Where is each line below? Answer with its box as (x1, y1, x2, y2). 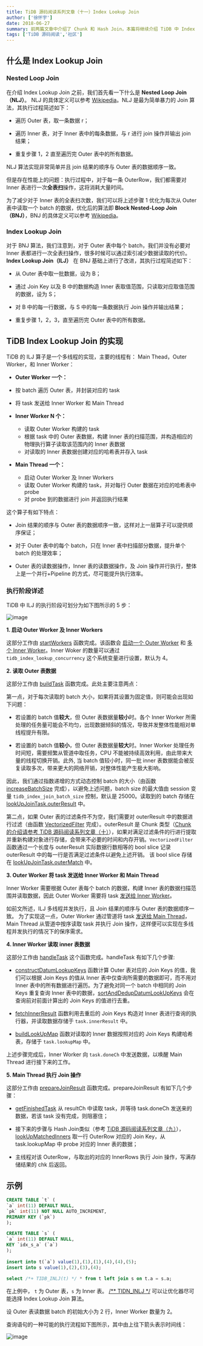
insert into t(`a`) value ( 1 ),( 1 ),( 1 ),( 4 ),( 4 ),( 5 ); (6, 1258, 137, 1265)
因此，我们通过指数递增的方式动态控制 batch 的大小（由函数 (6, 777, 156, 785)
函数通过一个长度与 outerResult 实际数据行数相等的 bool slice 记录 (6, 843, 171, 851)
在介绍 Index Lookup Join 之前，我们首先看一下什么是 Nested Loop (6, 89, 175, 96)
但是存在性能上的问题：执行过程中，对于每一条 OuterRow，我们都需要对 (6, 176, 187, 183)
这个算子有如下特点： (6, 508, 59, 515)
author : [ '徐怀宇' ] (6, 15, 53, 21)
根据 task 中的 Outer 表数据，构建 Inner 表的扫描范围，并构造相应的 (24, 433, 193, 440)
